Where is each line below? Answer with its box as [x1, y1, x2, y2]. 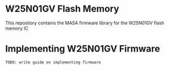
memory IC [5, 25, 29, 31]
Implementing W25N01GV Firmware [5, 43, 160, 55]
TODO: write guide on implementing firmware [5, 59, 101, 65]
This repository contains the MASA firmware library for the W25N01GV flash [5, 20, 164, 26]
